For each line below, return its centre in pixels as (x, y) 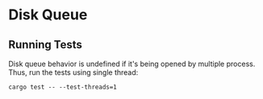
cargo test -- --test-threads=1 (63, 87)
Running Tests (45, 45)
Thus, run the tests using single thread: (73, 72)
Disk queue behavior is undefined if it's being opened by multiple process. (132, 64)
